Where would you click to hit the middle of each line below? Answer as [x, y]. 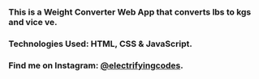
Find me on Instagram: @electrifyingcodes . [96, 65]
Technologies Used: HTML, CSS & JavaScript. [100, 44]
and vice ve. [33, 22]
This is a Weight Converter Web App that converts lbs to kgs [130, 12]
